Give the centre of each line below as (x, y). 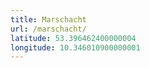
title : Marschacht (48, 19)
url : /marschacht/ (48, 29)
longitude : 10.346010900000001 (75, 47)
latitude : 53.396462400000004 (73, 38)
